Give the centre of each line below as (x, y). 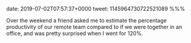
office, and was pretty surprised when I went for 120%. (75, 33)
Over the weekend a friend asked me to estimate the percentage (87, 20)
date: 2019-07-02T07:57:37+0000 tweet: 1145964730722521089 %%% (96, 9)
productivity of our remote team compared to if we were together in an (94, 27)
